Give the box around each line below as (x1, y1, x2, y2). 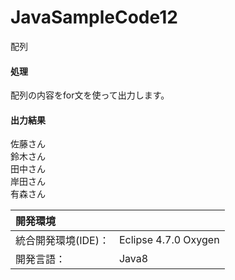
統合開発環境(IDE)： (15, 234, 110, 248)
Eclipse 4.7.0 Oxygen (118, 233, 220, 247)
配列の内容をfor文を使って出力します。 (10, 89, 170, 101)
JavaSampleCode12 (10, 6, 178, 29)
